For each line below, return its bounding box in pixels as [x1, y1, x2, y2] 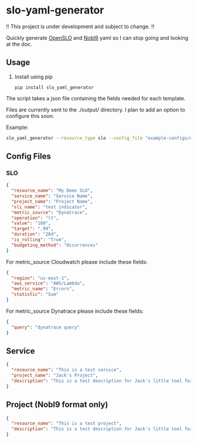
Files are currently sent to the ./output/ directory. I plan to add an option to [6, 106, 186, 113]
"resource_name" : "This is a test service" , [11, 367, 122, 373]
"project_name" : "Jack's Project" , [11, 373, 98, 378]
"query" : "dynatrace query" [11, 324, 80, 330]
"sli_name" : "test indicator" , [11, 204, 88, 210]
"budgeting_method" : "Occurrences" [11, 242, 98, 248]
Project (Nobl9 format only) [6, 400, 108, 410]
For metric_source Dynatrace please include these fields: [6, 307, 144, 315]
